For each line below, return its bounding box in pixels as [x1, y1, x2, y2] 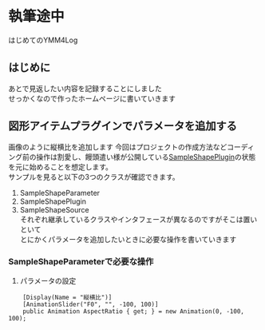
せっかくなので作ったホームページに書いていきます [8, 93, 176, 103]
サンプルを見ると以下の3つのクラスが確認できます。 [8, 172, 180, 181]
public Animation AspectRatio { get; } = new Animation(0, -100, [22, 307, 245, 316]
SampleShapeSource [19, 205, 89, 214]
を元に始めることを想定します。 [8, 161, 113, 172]
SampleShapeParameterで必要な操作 [8, 256, 154, 268]
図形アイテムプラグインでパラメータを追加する [8, 119, 238, 133]
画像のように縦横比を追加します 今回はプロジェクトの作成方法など [8, 141, 227, 152]
